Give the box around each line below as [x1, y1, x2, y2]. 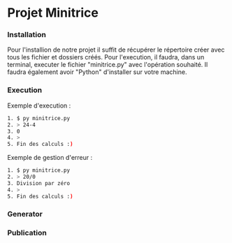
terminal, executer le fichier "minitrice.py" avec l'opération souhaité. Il [7, 61, 208, 69]
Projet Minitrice [7, 5, 99, 21]
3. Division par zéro [7, 179, 71, 186]
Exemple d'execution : [7, 101, 71, 110]
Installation [7, 30, 47, 40]
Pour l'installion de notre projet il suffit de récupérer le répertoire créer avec [7, 45, 225, 54]
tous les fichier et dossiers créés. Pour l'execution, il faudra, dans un [7, 53, 205, 61]
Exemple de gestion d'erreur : [7, 154, 93, 162]
